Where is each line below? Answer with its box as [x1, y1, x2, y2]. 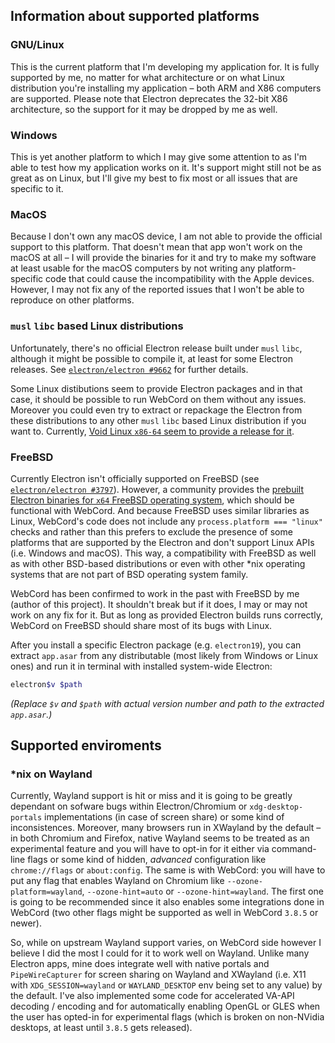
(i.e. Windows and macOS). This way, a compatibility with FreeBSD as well [10, 547, 317, 559]
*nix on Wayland [10, 767, 93, 781]
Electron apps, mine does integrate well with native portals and [10, 958, 270, 970]
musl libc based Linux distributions [10, 319, 184, 333]
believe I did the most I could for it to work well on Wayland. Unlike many [10, 947, 310, 959]
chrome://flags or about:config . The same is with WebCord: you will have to [10, 864, 326, 876]
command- [271, 843, 317, 855]
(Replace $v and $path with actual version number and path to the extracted [10, 697, 325, 709]
